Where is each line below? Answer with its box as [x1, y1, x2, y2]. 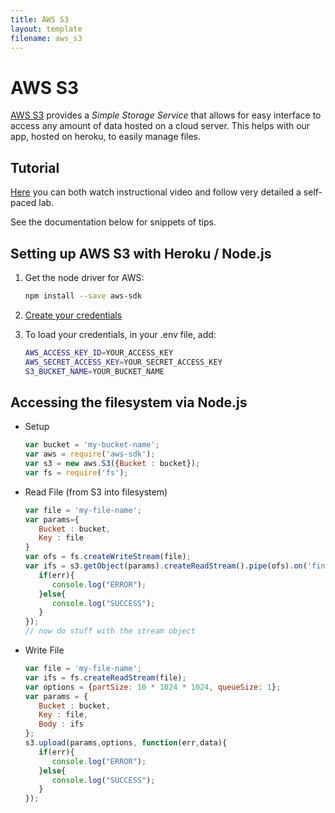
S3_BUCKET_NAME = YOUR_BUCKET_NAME [24, 366, 165, 376]
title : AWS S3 [10, 14, 70, 25]
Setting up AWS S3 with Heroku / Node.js [10, 245, 272, 262]
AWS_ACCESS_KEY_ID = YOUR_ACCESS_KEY [24, 347, 174, 358]
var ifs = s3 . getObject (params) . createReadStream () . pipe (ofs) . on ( [24, 561, 308, 571]
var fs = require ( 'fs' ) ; [24, 467, 129, 478]
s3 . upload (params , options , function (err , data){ [24, 738, 228, 748]
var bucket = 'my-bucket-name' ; [24, 440, 160, 450]
